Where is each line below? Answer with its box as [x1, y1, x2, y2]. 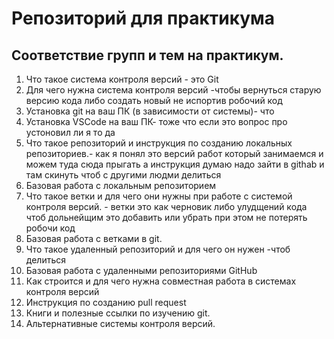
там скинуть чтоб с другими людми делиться [25, 169, 222, 181]
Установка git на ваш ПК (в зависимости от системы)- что [25, 105, 275, 117]
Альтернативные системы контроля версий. [25, 318, 216, 329]
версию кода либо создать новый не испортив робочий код [25, 95, 283, 106]
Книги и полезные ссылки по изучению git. [25, 307, 211, 319]
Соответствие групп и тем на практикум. [11, 47, 284, 64]
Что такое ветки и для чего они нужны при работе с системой [25, 190, 293, 202]
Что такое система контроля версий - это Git [25, 73, 219, 85]
